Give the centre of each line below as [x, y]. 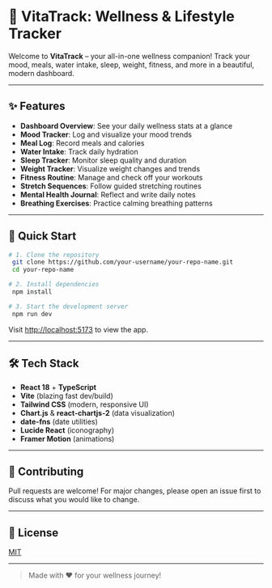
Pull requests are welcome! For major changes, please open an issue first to [135, 491]
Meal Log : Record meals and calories [82, 143]
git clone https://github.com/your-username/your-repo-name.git [122, 262]
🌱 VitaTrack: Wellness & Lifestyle [121, 17]
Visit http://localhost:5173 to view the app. [78, 329]
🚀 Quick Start [42, 237]
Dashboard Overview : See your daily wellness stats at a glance [126, 125]
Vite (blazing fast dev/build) [66, 396]
